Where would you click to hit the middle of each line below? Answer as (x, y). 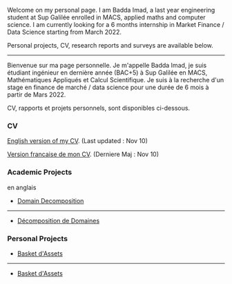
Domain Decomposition (50, 200)
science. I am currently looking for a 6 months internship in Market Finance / (116, 25)
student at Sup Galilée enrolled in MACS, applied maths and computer (106, 17)
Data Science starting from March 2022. (65, 32)
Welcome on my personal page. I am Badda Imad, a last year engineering (111, 10)
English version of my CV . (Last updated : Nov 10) (78, 141)
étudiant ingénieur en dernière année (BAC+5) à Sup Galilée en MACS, (107, 73)
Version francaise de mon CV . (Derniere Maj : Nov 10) (83, 154)
